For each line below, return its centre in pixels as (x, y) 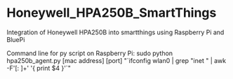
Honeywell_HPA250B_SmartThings (112, 13)
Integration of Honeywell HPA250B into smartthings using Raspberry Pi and (115, 32)
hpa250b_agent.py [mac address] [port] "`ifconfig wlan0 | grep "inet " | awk (116, 60)
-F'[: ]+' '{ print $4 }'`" (39, 68)
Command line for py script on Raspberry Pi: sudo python (90, 53)
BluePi (16, 39)
